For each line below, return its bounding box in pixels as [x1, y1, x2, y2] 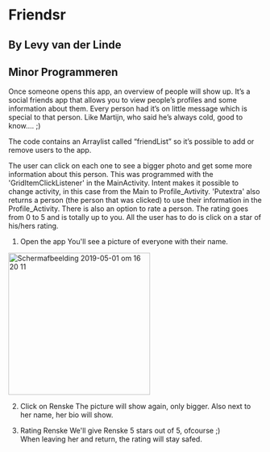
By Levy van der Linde [8, 38, 123, 52]
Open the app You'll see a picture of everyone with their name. [19, 237, 228, 247]
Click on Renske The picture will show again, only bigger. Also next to [19, 402, 251, 412]
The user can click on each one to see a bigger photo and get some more [8, 161, 252, 171]
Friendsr [8, 6, 66, 24]
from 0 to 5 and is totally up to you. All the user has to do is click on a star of [8, 213, 262, 222]
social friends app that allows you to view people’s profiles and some [8, 95, 238, 105]
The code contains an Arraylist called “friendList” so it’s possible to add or [8, 137, 255, 146]
